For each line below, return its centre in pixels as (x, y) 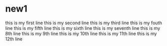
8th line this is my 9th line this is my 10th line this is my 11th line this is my (81, 33)
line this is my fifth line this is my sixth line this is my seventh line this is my (83, 28)
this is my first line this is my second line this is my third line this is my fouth (84, 23)
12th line (14, 39)
